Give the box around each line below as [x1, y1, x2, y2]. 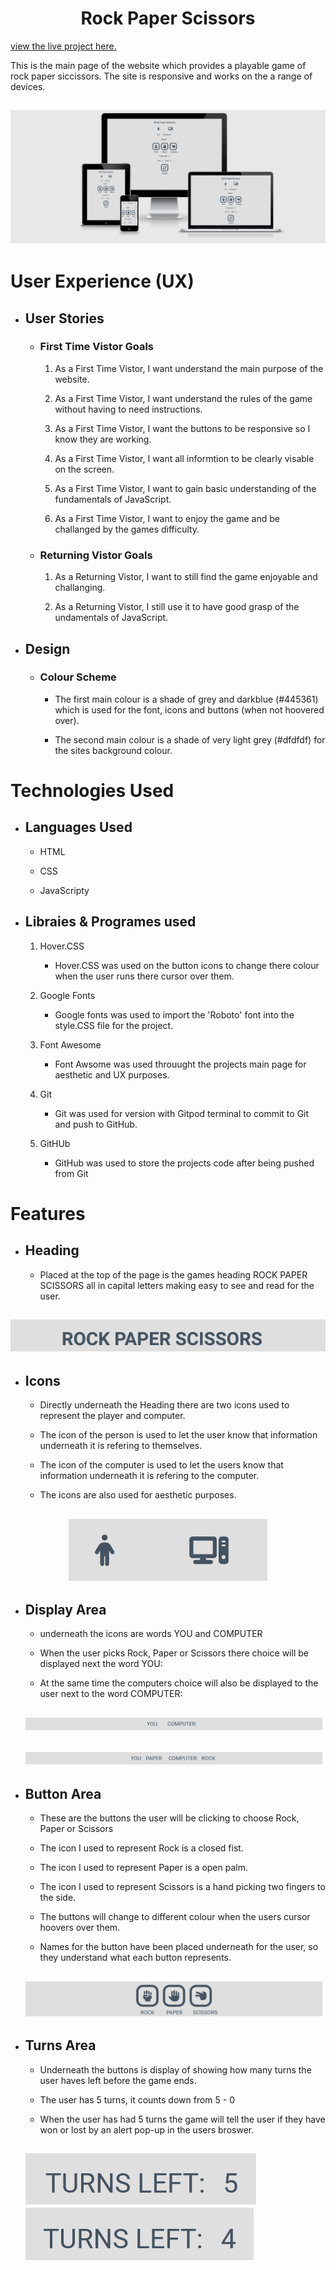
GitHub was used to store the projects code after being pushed [54, 1157, 315, 1169]
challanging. [54, 582, 106, 594]
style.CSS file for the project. [54, 1019, 174, 1031]
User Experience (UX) [10, 270, 195, 293]
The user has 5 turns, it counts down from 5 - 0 [39, 2093, 236, 2106]
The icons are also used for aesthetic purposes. [39, 1489, 237, 1501]
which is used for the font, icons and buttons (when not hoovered [54, 703, 325, 716]
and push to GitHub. [54, 1118, 138, 1130]
